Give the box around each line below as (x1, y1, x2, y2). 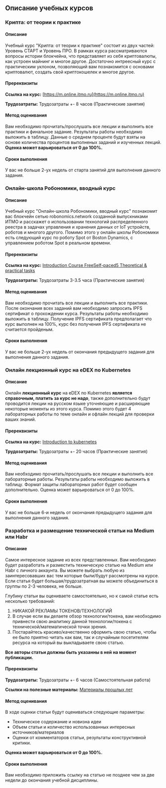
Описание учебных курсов (5, 4, 93, 12)
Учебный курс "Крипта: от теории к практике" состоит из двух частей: (5, 42, 155, 48)
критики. (12, 740, 31, 746)
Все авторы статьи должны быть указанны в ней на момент (5, 649, 137, 655)
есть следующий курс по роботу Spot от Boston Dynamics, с (5, 235, 133, 241)
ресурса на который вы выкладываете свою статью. (12, 640, 125, 646)
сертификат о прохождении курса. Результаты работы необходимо (5, 310, 149, 316)
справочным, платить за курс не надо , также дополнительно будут (5, 395, 151, 401)
